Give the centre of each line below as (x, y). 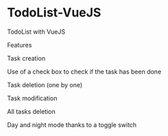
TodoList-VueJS (54, 13)
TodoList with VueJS (36, 32)
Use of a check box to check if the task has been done (84, 71)
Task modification (32, 98)
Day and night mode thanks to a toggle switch (72, 124)
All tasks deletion (32, 111)
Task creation (26, 58)
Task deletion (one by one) (45, 84)
